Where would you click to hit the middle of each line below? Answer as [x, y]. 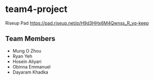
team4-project [36, 9]
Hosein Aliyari [27, 61]
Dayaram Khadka [30, 72]
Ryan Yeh [22, 56]
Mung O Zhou [27, 50]
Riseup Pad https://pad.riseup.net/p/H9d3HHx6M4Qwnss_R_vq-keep [77, 23]
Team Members [30, 39]
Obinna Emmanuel [31, 66]
